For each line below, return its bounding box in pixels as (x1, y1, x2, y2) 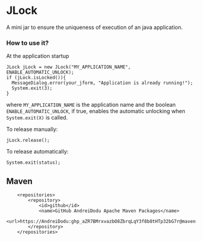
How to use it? (6, 39, 50, 47)
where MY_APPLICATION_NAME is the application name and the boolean (6, 101, 176, 109)
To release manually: (6, 126, 58, 133)
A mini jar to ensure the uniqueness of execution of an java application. (6, 24, 183, 31)
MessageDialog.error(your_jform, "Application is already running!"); (11, 80, 193, 86)
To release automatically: (6, 148, 69, 155)
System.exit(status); (6, 159, 61, 166)
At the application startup (6, 53, 69, 60)
